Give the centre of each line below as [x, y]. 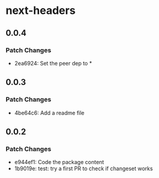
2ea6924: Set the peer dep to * [53, 63]
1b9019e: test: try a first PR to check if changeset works [83, 169]
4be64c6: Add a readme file [49, 113]
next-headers [41, 11]
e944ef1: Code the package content [59, 162]
